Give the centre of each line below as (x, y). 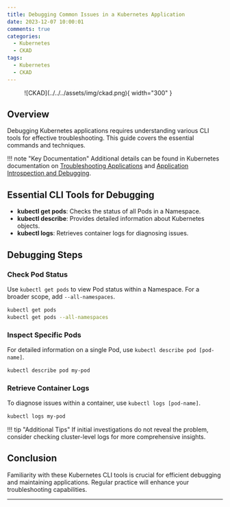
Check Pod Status (38, 274)
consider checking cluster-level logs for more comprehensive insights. (106, 437)
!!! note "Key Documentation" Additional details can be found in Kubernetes (113, 158)
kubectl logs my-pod (37, 416)
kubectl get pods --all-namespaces (58, 317)
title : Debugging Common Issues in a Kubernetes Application (96, 14)
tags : (15, 58)
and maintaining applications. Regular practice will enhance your (98, 482)
